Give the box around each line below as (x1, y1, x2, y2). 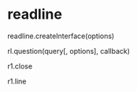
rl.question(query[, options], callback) (7, 46, 131, 55)
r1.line (7, 76, 27, 86)
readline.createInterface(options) (7, 31, 115, 41)
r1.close (7, 61, 33, 71)
